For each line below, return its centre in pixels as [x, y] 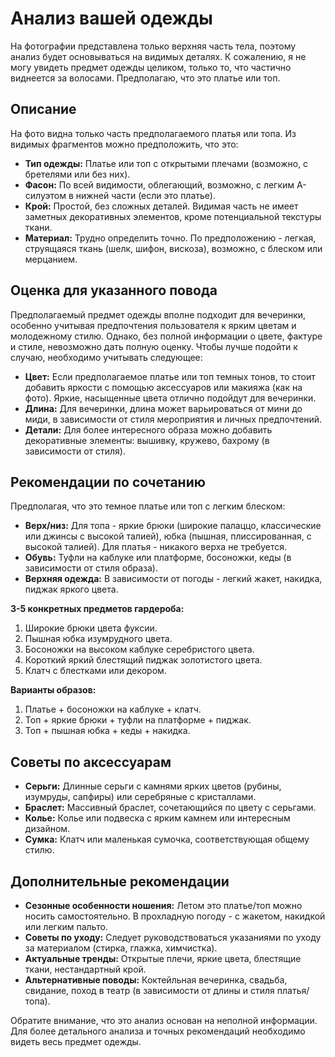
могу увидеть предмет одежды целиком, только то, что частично [151, 67]
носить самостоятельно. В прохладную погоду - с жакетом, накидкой [175, 916]
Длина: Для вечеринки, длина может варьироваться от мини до [163, 408]
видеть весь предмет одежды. [76, 1041]
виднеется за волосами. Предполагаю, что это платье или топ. [145, 78]
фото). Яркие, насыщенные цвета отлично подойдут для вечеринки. [170, 398]
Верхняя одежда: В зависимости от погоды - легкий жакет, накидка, [173, 579]
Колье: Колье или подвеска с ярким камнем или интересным [157, 818]
